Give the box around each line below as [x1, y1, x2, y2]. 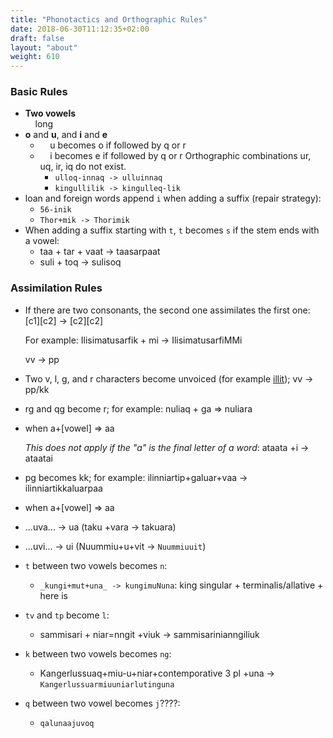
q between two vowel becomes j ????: [24, 697, 181, 709]
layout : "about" [10, 42, 78, 53]
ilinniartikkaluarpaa [24, 482, 103, 494]
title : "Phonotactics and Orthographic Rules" [10, 14, 208, 25]
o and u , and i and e [24, 129, 108, 141]
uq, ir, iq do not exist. [39, 161, 127, 173]
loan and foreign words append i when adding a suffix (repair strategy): [24, 192, 322, 205]
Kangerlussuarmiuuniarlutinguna [39, 679, 175, 690]
